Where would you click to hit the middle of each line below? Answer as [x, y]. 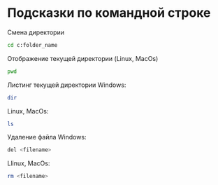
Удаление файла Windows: [47, 137]
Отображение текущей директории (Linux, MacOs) [83, 58]
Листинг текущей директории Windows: [67, 85]
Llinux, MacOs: [29, 163]
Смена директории [36, 32]
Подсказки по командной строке [109, 13]
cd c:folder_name [32, 45]
